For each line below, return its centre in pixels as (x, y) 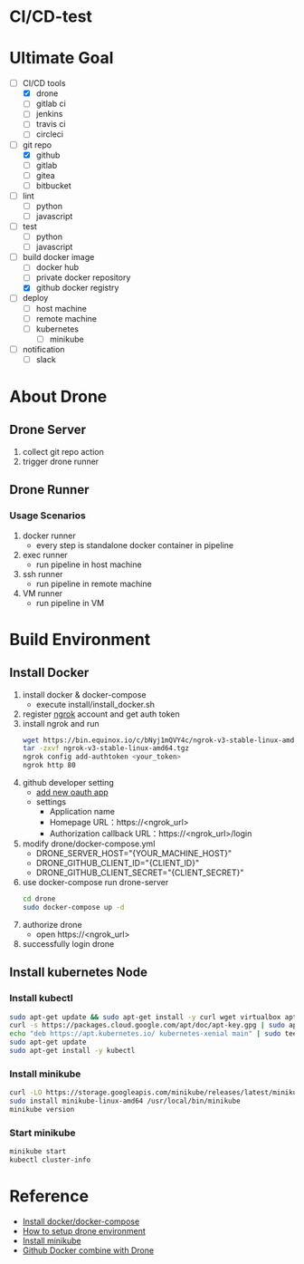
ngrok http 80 (49, 766)
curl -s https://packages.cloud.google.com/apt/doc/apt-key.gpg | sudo (147, 1026)
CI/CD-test (51, 17)
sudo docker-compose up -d (73, 907)
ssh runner (43, 574)
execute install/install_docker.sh (95, 704)
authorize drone (52, 924)
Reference (49, 1196)
